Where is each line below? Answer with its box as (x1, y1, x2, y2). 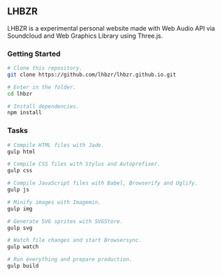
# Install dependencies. (7, 102, 80, 110)
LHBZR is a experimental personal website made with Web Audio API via (7, 24, 215, 32)
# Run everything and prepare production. (7, 256, 133, 263)
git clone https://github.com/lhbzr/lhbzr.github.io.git (7, 71, 177, 78)
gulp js (7, 186, 30, 194)
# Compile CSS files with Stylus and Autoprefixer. (7, 160, 161, 168)
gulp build (7, 263, 39, 270)
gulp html (7, 148, 36, 155)
